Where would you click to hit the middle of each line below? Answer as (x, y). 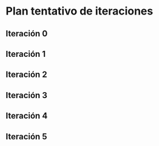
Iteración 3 (27, 95)
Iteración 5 (26, 137)
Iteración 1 (26, 54)
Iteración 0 (27, 34)
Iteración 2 (26, 75)
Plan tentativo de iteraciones (79, 11)
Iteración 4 (27, 116)
